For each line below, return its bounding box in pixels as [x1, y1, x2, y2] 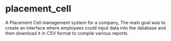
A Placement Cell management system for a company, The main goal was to [5, 19, 166, 25]
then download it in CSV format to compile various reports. [5, 30, 129, 36]
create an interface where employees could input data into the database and [5, 24, 166, 30]
